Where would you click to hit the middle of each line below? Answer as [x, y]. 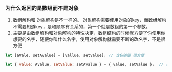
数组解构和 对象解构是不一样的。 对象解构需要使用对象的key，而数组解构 [89, 20]
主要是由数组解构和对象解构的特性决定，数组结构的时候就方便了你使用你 [89, 33]
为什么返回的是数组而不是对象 [42, 8]
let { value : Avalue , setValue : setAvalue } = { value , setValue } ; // [84, 65]
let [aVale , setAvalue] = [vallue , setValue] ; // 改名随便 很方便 [75, 55]
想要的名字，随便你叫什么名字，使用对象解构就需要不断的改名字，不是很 [89, 39]
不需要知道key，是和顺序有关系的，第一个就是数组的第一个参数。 [81, 27]
